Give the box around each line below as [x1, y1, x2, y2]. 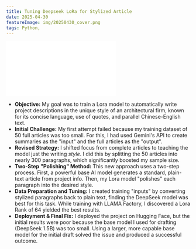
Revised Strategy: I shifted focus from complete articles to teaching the [14, 144, 188, 151]
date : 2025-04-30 [6, 14, 49, 20]
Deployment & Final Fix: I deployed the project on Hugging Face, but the [14, 213, 190, 220]
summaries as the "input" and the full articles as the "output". [14, 138, 163, 145]
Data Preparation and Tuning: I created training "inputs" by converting [14, 188, 185, 195]
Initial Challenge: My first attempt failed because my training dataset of [14, 126, 188, 133]
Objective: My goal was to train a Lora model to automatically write [14, 101, 177, 108]
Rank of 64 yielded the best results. [14, 206, 101, 213]
